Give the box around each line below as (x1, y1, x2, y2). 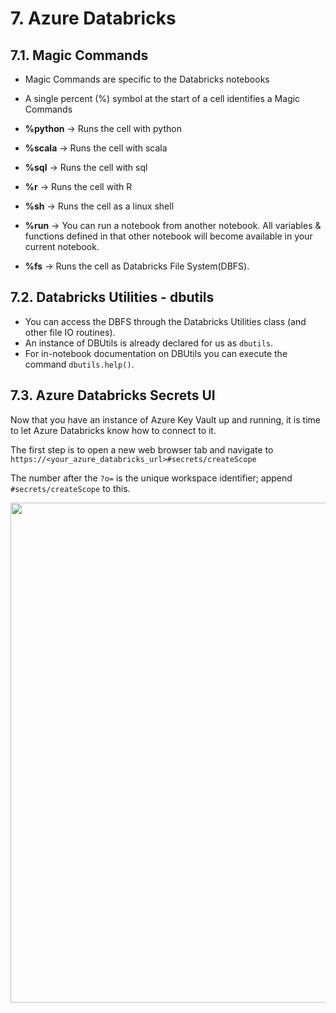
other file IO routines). (24, 326, 116, 338)
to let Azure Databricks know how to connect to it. (10, 424, 217, 436)
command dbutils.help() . (24, 358, 135, 370)
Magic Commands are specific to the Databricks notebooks (24, 73, 270, 85)
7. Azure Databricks (10, 7, 177, 30)
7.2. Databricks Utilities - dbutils (10, 289, 215, 306)
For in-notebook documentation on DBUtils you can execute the (24, 347, 288, 359)
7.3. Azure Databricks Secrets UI (10, 387, 216, 404)
